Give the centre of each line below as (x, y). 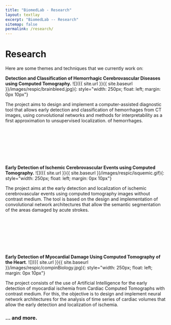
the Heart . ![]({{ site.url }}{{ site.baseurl (47, 262)
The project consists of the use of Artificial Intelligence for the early (76, 283)
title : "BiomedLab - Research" (39, 10)
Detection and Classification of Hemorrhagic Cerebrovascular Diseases (83, 78)
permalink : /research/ (29, 29)
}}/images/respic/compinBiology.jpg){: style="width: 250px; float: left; (79, 268)
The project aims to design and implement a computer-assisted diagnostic (83, 105)
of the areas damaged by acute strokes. (47, 210)
